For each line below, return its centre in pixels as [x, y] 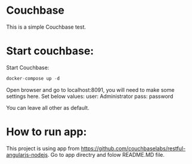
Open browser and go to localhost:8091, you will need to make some [90, 89]
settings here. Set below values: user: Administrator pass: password [90, 96]
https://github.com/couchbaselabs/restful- [133, 148]
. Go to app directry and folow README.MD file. [106, 154]
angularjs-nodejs [27, 154]
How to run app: [47, 131]
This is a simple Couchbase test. [46, 27]
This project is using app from [43, 148]
